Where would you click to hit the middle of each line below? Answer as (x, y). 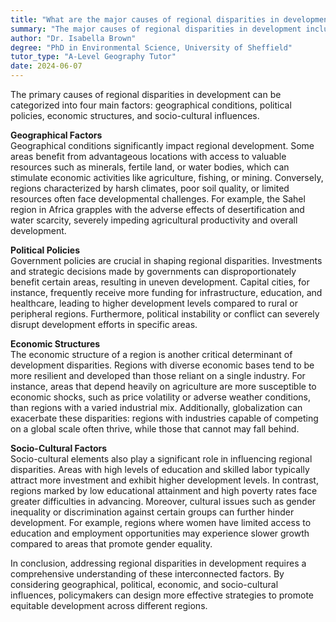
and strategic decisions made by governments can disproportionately (153, 271)
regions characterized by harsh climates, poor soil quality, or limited (150, 188)
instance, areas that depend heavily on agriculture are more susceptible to (163, 386)
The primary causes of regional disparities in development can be (146, 94)
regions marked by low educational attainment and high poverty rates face (164, 490)
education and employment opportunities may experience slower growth (160, 533)
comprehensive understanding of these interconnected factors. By (147, 574)
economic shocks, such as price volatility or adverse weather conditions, (161, 397)
